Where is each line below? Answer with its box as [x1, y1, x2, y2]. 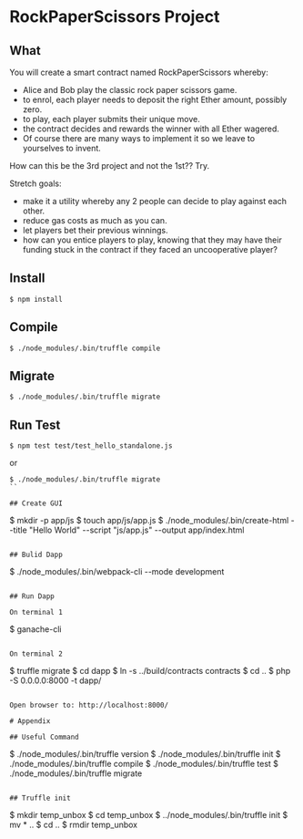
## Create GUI [9, 499, 64, 508]
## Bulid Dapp [9, 550, 64, 560]
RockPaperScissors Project [9, 6, 220, 27]
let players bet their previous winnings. [22, 225, 168, 235]
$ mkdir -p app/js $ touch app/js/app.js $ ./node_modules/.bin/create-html [9, 515, 289, 526]
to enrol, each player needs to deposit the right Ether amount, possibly [22, 94, 288, 105]
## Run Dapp [9, 592, 55, 601]
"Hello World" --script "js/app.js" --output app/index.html [28, 524, 245, 535]
